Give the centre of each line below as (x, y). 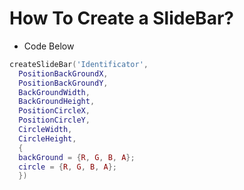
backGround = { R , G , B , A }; (77, 157)
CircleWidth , (45, 130)
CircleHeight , (47, 138)
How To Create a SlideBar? (121, 18)
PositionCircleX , (54, 111)
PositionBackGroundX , (63, 73)
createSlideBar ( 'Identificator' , (79, 64)
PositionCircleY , (54, 120)
